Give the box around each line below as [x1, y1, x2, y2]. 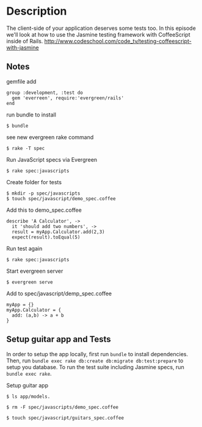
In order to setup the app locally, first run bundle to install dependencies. [6, 350, 188, 357]
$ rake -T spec [6, 145, 45, 151]
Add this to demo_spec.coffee [6, 206, 82, 213]
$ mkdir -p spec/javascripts [6, 190, 81, 196]
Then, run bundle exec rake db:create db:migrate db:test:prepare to [6, 357, 184, 364]
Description [6, 4, 67, 18]
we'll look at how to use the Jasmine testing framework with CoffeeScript [6, 30, 190, 38]
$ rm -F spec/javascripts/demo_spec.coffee [6, 404, 119, 410]
